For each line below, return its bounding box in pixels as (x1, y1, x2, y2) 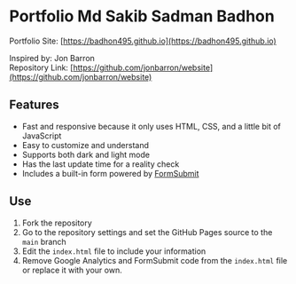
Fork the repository (21, 217, 93, 228)
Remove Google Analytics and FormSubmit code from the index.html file (21, 255, 288, 265)
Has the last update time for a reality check (21, 158, 180, 170)
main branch (21, 236, 66, 247)
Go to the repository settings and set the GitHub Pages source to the (21, 226, 273, 237)
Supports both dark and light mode (21, 149, 151, 160)
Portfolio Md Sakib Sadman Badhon (9, 6, 275, 27)
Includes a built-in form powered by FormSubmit (21, 168, 199, 178)
